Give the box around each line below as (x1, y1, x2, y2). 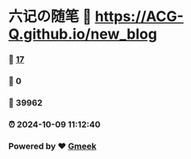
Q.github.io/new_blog (8, 25, 157, 44)
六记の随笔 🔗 (8, 7, 93, 26)
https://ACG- (94, 7, 184, 26)
